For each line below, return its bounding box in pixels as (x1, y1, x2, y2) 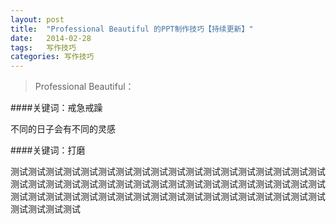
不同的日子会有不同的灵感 (10, 123, 116, 135)
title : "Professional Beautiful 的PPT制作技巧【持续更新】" (10, 24, 254, 34)
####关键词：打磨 (10, 144, 86, 156)
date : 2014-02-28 (10, 33, 92, 43)
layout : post (10, 14, 65, 25)
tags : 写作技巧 (10, 42, 77, 53)
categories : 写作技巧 (10, 52, 95, 62)
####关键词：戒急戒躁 (10, 102, 103, 114)
